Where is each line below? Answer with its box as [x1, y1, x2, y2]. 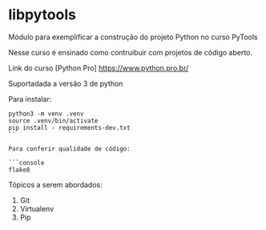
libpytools [8, 6, 76, 24]
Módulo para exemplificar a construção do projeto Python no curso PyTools [8, 32, 258, 42]
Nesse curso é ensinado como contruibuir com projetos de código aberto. [8, 47, 253, 57]
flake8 [8, 166, 30, 174]
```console [8, 159, 45, 167]
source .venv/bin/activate [8, 116, 99, 125]
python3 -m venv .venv [8, 110, 84, 118]
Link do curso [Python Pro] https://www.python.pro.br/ [8, 63, 189, 73]
